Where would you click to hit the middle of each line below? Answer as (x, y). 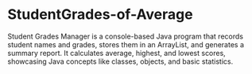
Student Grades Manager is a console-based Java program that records (126, 36)
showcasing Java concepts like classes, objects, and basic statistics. (120, 61)
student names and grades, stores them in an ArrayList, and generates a (126, 44)
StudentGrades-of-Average (100, 15)
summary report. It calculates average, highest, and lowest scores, (116, 53)
